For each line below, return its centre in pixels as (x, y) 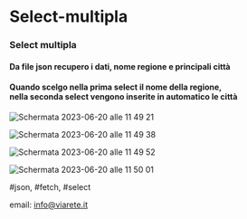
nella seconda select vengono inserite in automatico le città (123, 97)
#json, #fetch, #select (50, 186)
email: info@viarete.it (49, 205)
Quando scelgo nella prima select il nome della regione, (116, 87)
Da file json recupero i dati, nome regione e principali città (120, 66)
